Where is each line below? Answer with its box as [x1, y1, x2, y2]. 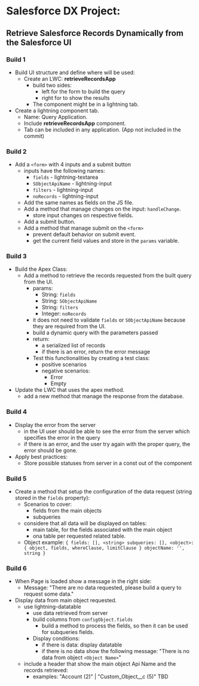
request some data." [23, 590, 74, 597]
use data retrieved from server [32, 609, 108, 617]
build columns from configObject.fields [32, 616, 133, 623]
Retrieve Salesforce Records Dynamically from [6, 28, 184, 38]
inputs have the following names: [23, 167, 106, 175]
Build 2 [6, 147, 27, 156]
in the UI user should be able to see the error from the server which [23, 428, 190, 435]
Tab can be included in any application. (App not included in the [23, 126, 181, 133]
